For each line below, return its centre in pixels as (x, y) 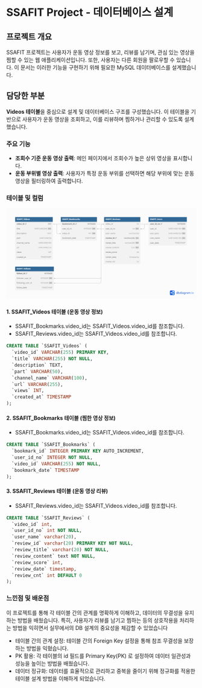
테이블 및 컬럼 (25, 198)
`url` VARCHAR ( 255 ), (37, 384)
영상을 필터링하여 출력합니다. (49, 181)
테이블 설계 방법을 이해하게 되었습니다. (60, 678)
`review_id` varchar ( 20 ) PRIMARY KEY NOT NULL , (73, 543)
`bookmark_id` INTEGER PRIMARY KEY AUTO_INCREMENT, (78, 451)
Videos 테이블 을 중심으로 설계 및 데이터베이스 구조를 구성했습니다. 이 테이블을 (98, 111)
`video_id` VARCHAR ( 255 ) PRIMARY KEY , (61, 352)
